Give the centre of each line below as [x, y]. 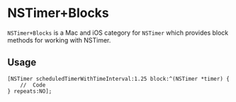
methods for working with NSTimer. [59, 40]
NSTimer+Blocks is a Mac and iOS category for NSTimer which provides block [118, 33]
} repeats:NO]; [30, 91]
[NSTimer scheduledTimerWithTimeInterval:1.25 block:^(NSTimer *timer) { [119, 79]
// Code [33, 85]
